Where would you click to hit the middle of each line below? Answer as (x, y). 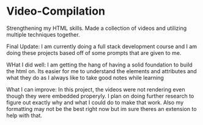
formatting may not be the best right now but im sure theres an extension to (102, 109)
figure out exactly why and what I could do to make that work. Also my (95, 102)
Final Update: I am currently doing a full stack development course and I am (102, 46)
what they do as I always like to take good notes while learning (85, 77)
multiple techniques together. (43, 34)
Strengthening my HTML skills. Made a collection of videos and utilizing (97, 28)
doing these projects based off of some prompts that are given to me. (94, 52)
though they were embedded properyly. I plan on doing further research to (100, 96)
